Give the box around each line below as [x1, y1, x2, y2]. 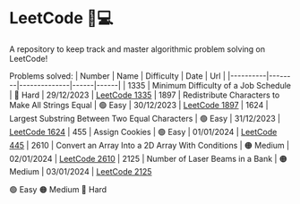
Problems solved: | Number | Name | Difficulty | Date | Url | [9, 70, 227, 81]
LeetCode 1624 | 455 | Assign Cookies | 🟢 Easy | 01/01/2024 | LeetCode [9, 126, 278, 137]
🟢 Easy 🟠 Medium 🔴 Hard [9, 183, 107, 194]
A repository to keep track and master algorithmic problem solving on [9, 43, 266, 55]
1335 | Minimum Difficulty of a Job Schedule [127, 80, 291, 90]
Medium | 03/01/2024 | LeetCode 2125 [9, 166, 152, 176]
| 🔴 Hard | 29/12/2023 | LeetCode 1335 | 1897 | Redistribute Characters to [9, 89, 280, 100]
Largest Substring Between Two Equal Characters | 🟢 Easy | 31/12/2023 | [9, 113, 280, 123]
